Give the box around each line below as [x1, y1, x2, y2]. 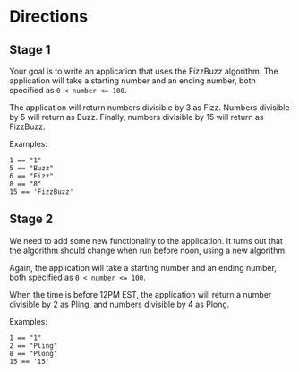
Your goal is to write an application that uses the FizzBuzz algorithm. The [9, 65, 279, 76]
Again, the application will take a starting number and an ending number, [9, 262, 278, 273]
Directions [9, 6, 88, 27]
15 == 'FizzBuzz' [9, 187, 74, 196]
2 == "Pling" [9, 341, 58, 351]
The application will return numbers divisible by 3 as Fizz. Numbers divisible [9, 102, 290, 113]
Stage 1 [9, 42, 51, 57]
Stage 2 [9, 212, 54, 227]
